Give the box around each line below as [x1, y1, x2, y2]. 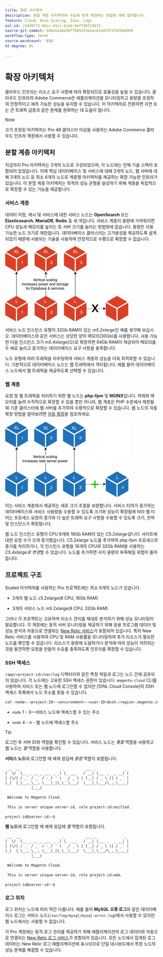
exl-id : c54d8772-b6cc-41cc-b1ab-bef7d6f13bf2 [5, 23, 101, 28]
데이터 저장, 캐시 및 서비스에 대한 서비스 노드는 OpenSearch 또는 [5, 212, 129, 217]
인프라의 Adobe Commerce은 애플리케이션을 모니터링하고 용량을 [17, 95, 142, 100]
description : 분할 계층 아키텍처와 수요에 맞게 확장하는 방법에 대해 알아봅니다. [5, 13, 146, 18]
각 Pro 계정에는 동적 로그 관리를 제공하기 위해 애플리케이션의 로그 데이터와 [5, 929, 146, 935]
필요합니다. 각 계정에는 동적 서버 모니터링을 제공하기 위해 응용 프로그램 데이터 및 [5, 622, 157, 627]
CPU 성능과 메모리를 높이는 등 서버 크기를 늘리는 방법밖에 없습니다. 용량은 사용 [5, 224, 154, 230]
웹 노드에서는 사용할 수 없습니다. [5, 919, 66, 924]
